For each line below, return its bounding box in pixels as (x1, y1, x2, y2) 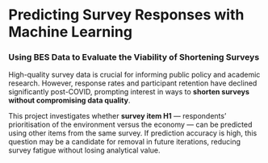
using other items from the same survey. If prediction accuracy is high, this (8, 128, 258, 138)
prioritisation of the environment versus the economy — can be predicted (8, 119, 253, 130)
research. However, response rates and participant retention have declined (8, 78, 258, 88)
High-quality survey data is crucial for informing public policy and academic (8, 70, 261, 80)
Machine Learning (8, 23, 133, 41)
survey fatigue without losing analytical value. (8, 145, 161, 155)
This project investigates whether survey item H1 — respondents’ (8, 111, 227, 121)
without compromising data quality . (8, 95, 131, 106)
